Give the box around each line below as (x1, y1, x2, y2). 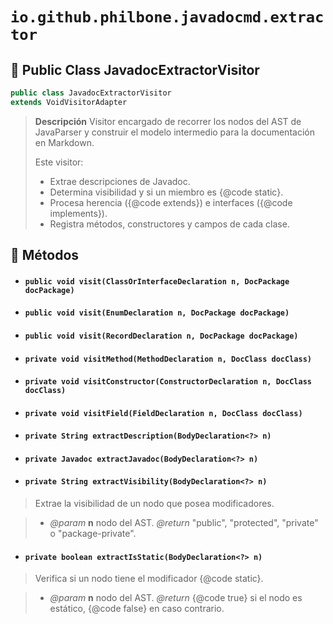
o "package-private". (49, 528, 137, 540)
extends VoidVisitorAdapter (10, 97, 128, 107)
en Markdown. (34, 136, 95, 148)
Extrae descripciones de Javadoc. (49, 175, 191, 187)
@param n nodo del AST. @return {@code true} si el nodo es (49, 592, 303, 604)
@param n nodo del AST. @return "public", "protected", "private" (49, 517, 319, 529)
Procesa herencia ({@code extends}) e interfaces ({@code (49, 196, 293, 208)
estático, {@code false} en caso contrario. (49, 603, 225, 615)
